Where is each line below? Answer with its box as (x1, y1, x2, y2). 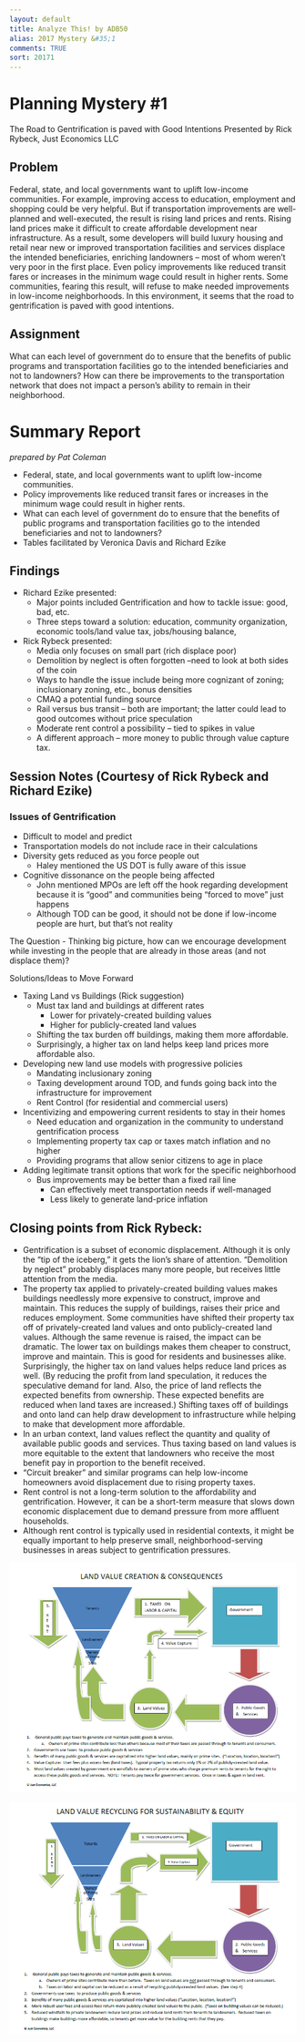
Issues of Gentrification (9, 810, 117, 823)
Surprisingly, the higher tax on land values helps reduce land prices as (22, 1360, 287, 1371)
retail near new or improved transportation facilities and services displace (9, 241, 286, 252)
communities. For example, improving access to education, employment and (9, 193, 296, 204)
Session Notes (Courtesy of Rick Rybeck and (9, 768, 269, 784)
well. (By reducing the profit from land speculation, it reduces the (22, 1370, 267, 1380)
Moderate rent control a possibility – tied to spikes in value (36, 723, 256, 734)
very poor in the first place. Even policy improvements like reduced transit (9, 261, 287, 272)
